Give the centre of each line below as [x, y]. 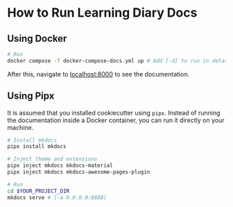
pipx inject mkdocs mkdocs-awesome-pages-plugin [79, 172]
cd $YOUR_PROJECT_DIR [38, 191]
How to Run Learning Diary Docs [102, 13]
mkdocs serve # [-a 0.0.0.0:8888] [57, 197]
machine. [20, 127]
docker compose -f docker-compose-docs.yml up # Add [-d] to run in [108, 60]
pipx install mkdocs [37, 147]
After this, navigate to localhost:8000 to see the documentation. [98, 74]
